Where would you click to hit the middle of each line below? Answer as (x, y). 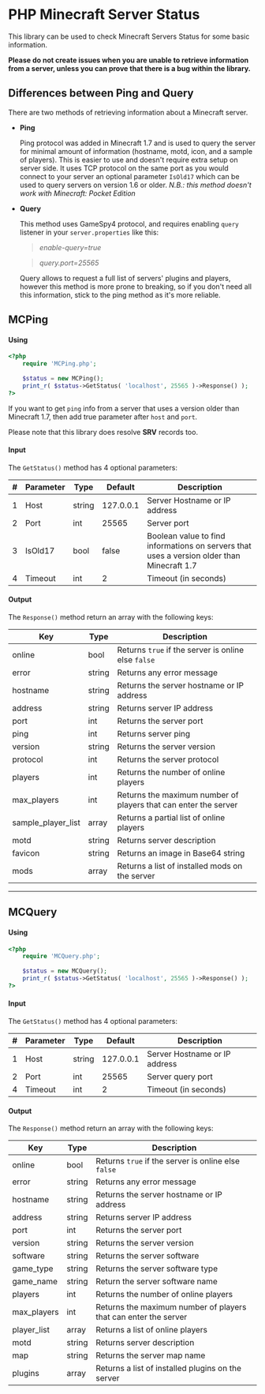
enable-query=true (70, 247)
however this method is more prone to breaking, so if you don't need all (136, 287)
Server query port (180, 1077)
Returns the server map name (151, 1355)
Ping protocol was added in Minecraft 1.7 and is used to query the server (138, 143)
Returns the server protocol (168, 759)
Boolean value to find (187, 536)
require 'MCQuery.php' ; (62, 957)
